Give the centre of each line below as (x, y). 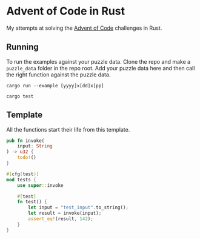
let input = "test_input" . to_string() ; (78, 207)
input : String (35, 146)
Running (23, 47)
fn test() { (32, 202)
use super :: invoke (40, 185)
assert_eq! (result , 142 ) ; (61, 219)
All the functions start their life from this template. (68, 129)
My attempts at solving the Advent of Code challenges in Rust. (84, 28)
